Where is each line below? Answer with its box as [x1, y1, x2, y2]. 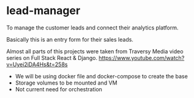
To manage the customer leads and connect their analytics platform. [6, 24, 179, 31]
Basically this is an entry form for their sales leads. [6, 36, 133, 43]
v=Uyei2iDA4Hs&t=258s [6, 61, 68, 68]
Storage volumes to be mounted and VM [15, 79, 118, 86]
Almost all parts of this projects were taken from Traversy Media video [6, 47, 184, 55]
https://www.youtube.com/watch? [99, 54, 185, 61]
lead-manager [6, 4, 81, 18]
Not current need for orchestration [15, 85, 103, 92]
